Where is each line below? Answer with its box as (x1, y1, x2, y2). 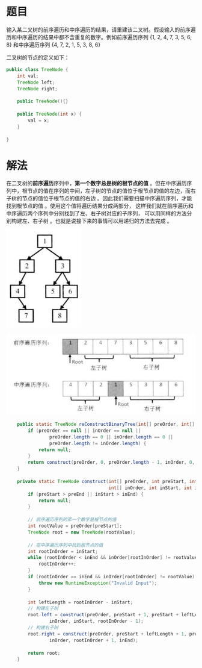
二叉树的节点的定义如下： (6, 54, 70, 61)
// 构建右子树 (28, 625, 59, 631)
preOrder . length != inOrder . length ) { (49, 440, 147, 446)
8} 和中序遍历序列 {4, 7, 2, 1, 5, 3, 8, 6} (6, 41, 101, 48)
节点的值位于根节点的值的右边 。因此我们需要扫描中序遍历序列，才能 (22, 195, 192, 202)
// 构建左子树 (28, 605, 59, 611)
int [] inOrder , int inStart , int (108, 485, 192, 491)
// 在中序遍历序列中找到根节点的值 (28, 542, 103, 548)
